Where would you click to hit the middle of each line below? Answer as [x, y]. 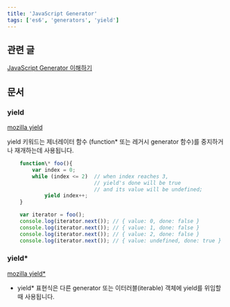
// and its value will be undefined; [148, 189]
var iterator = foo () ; [52, 215]
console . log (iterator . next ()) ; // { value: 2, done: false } [109, 234]
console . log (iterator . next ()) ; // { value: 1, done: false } [109, 227]
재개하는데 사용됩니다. [44, 150]
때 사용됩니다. [36, 297]
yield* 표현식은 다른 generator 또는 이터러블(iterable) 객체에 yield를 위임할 [119, 288]
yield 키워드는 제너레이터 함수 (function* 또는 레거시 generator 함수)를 [103, 142]
